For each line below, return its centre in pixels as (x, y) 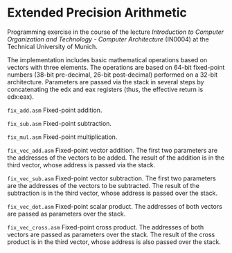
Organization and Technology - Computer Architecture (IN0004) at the (108, 39)
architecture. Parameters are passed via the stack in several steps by (106, 82)
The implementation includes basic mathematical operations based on (107, 59)
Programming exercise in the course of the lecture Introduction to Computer (115, 32)
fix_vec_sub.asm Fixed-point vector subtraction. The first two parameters (111, 178)
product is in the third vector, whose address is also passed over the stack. (114, 242)
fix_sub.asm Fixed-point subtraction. (60, 123)
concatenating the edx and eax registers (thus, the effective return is (105, 89)
